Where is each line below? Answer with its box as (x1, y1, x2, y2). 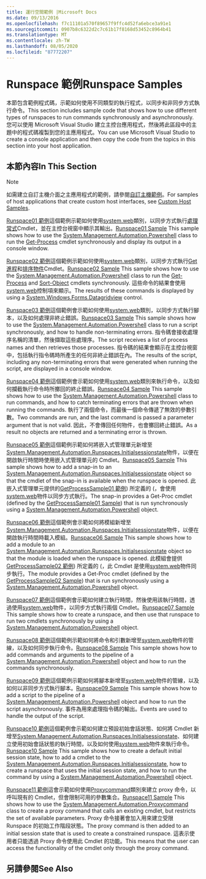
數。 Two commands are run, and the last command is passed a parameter (6, 413, 194, 421)
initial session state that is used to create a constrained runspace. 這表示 (6, 829, 190, 837)
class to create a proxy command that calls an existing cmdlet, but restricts (6, 806, 196, 814)
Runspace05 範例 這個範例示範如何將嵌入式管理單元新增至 (6, 441, 153, 448)
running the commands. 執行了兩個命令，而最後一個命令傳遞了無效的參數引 (6, 406, 197, 413)
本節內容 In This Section (6, 161, 97, 172)
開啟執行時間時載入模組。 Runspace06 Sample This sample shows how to (6, 534, 192, 541)
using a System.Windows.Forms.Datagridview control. (6, 293, 143, 301)
